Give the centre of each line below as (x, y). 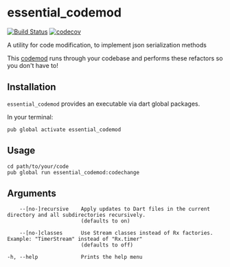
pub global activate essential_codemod (64, 129)
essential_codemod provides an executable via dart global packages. (104, 104)
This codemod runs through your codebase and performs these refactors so (115, 58)
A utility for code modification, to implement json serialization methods (107, 45)
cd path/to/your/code (38, 166)
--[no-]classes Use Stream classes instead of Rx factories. (116, 233)
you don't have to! (33, 65)
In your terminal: (30, 117)
